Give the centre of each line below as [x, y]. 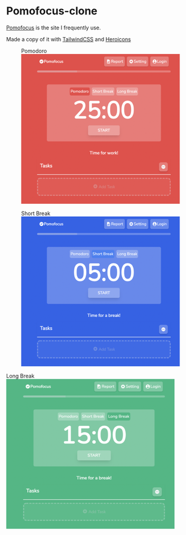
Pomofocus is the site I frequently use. [54, 28]
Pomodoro [34, 51]
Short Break [36, 213]
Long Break [20, 376]
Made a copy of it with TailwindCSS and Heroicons [69, 39]
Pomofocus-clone [52, 11]
